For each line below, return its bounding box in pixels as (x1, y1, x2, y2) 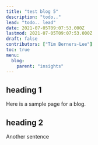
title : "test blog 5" (6, 8, 59, 15)
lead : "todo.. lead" (6, 19, 57, 25)
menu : (6, 52, 19, 58)
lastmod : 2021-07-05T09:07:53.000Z (6, 31, 93, 36)
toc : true (6, 47, 30, 53)
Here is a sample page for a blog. (6, 100, 86, 107)
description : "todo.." (6, 14, 61, 20)
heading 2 (6, 117, 44, 127)
